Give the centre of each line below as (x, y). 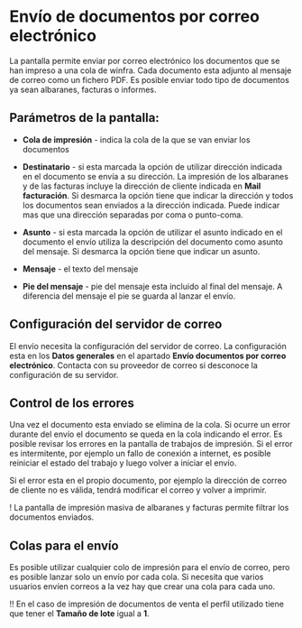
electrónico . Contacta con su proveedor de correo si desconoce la (134, 365)
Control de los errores (72, 403)
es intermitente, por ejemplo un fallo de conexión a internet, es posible (140, 454)
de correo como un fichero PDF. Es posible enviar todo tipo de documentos (150, 79)
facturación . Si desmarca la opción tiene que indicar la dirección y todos (158, 195)
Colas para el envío (64, 545)
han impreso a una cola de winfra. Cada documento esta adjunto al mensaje (151, 70)
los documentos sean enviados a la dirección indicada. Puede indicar (151, 205)
